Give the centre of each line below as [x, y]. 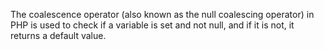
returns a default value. [58, 35]
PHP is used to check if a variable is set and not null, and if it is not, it [152, 25]
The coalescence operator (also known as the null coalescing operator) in [162, 14]
